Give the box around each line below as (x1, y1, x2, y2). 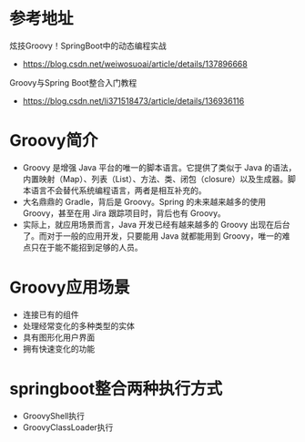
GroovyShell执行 (22, 410, 85, 421)
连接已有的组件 (22, 309, 79, 320)
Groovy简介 (9, 130, 98, 151)
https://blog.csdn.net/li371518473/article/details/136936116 (22, 95, 245, 106)
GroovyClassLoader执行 (22, 421, 114, 433)
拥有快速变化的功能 (22, 343, 96, 354)
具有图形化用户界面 (22, 332, 96, 343)
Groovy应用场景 (9, 277, 130, 298)
